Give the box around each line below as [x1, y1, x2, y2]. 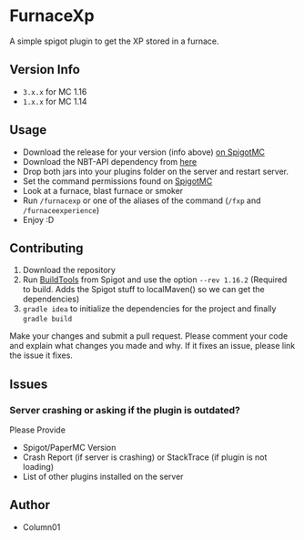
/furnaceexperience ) [22, 204, 100, 215]
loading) [22, 462, 55, 473]
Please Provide [9, 424, 66, 435]
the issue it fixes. [9, 350, 73, 361]
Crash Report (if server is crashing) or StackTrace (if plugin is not [22, 452, 268, 463]
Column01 [22, 521, 61, 533]
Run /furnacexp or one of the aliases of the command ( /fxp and [22, 195, 261, 206]
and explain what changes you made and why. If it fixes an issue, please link [9, 341, 296, 352]
